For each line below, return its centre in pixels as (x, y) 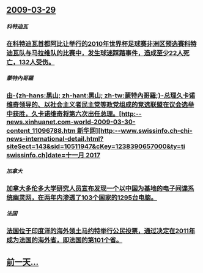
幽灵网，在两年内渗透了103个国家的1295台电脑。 (85, 198)
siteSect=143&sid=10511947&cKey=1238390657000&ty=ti (96, 146)
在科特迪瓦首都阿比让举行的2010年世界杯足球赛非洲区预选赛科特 (102, 44)
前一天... (23, 262)
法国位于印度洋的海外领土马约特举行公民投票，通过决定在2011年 (101, 231)
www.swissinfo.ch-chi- (157, 131)
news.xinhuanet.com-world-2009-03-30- (71, 122)
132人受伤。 (37, 62)
